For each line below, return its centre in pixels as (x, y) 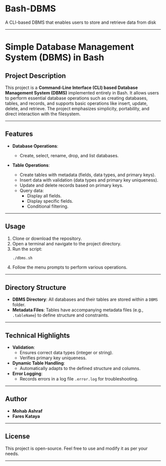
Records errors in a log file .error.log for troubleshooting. (79, 379)
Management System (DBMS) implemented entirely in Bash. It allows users (82, 93)
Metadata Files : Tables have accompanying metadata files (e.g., (78, 310)
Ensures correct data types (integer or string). (66, 353)
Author (16, 399)
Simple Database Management (70, 47)
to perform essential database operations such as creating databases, (77, 98)
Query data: (32, 190)
